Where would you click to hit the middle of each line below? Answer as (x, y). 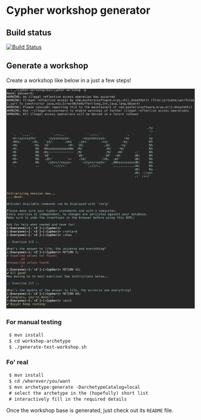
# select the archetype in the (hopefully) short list (78, 394)
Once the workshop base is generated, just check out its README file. (90, 410)
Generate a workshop (47, 66)
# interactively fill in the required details (68, 400)
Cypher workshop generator (78, 10)
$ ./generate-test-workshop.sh (48, 347)
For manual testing (34, 322)
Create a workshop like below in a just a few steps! (69, 80)
